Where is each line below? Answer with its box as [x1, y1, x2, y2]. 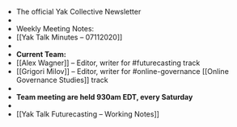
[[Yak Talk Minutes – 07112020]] [15, 32, 123, 42]
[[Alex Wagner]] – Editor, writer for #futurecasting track [15, 58, 201, 68]
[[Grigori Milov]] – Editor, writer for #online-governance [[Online [15, 67, 229, 76]
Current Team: [15, 50, 66, 59]
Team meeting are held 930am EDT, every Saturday [15, 92, 193, 101]
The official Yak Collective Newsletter [15, 7, 142, 16]
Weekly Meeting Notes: [15, 24, 95, 33]
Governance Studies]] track [15, 76, 109, 84]
